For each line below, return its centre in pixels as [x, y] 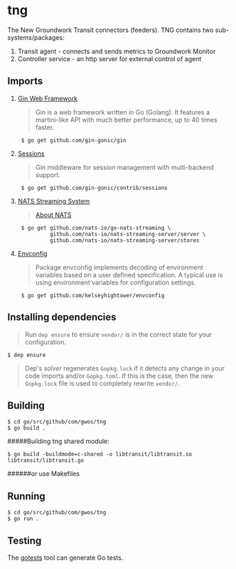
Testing [25, 540]
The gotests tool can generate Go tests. [65, 558]
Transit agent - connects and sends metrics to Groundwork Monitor [117, 51]
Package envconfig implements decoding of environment [119, 267]
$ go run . [23, 519]
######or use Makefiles [44, 474]
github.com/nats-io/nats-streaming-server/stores [124, 240]
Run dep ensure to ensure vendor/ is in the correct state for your [118, 334]
